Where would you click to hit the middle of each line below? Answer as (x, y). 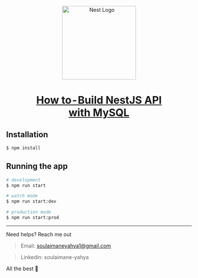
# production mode (29, 212)
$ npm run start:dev (32, 201)
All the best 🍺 (22, 269)
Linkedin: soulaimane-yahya (55, 257)
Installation (27, 135)
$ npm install (24, 148)
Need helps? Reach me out (39, 234)
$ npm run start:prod (33, 218)
